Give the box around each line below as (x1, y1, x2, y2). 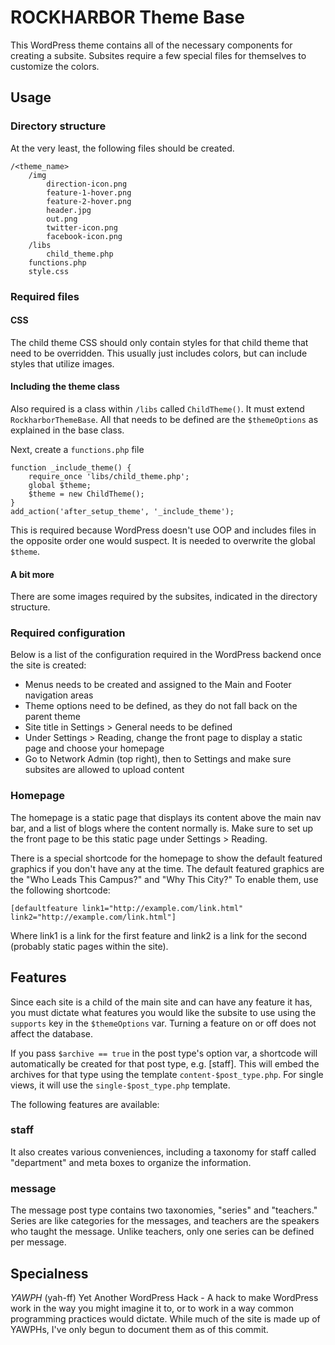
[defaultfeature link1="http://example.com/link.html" (10, 903, 244, 913)
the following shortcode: (10, 884, 111, 896)
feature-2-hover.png (46, 196, 132, 206)
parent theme (24, 711, 81, 723)
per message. (10, 1236, 67, 1248)
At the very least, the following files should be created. (10, 142, 235, 154)
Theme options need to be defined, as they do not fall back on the (24, 700, 298, 712)
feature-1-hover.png (46, 187, 132, 198)
